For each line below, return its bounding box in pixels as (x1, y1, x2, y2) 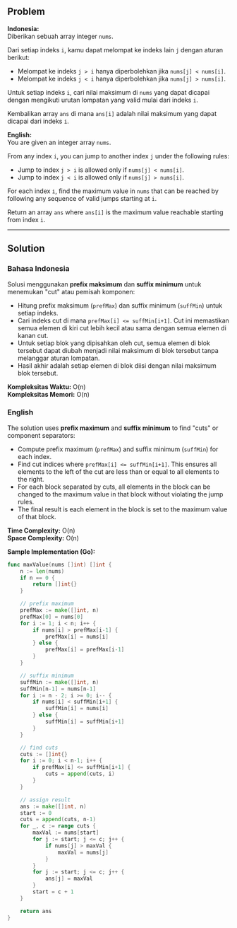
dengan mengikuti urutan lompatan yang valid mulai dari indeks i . (7, 95, 199, 104)
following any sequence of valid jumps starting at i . (7, 194, 157, 202)
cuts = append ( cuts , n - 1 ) (20, 816, 97, 823)
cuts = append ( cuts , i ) (44, 770, 115, 777)
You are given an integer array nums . (7, 138, 111, 146)
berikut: (7, 53, 30, 62)
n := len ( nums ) (20, 567, 65, 575)
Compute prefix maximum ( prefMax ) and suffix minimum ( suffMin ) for (17, 445, 219, 453)
